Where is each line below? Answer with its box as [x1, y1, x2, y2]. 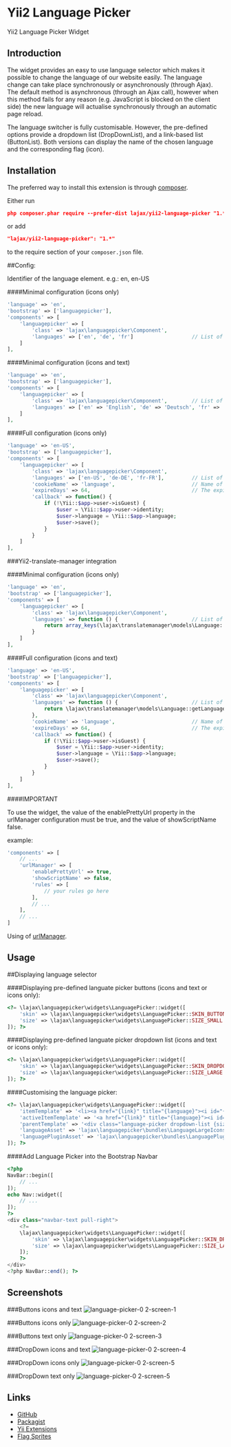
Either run [7, 196, 35, 204]
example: [7, 836, 33, 844]
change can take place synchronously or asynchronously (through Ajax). [7, 81, 213, 89]
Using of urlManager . [7, 932, 67, 941]
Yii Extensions [16, 1424, 57, 1433]
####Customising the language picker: [7, 1088, 118, 1096]
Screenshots [7, 1287, 63, 1298]
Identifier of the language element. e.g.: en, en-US [7, 275, 150, 283]
